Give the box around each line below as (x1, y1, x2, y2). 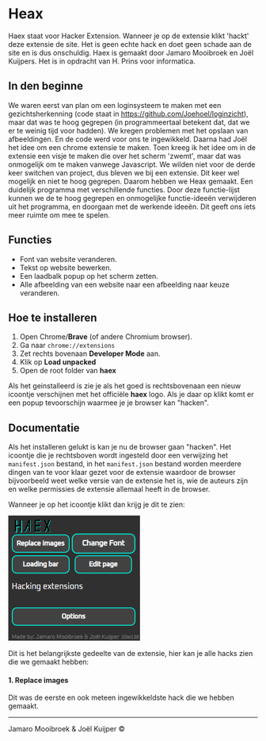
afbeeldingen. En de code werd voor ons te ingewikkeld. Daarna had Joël (8, 134, 248, 144)
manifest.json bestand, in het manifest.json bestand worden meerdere (8, 459, 241, 469)
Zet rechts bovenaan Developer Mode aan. (19, 349, 161, 358)
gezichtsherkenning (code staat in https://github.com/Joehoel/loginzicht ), (8, 109, 249, 118)
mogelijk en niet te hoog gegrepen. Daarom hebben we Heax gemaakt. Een (8, 176, 253, 186)
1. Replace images (8, 675, 69, 685)
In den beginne (8, 79, 84, 93)
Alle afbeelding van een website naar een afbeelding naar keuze (19, 280, 230, 289)
